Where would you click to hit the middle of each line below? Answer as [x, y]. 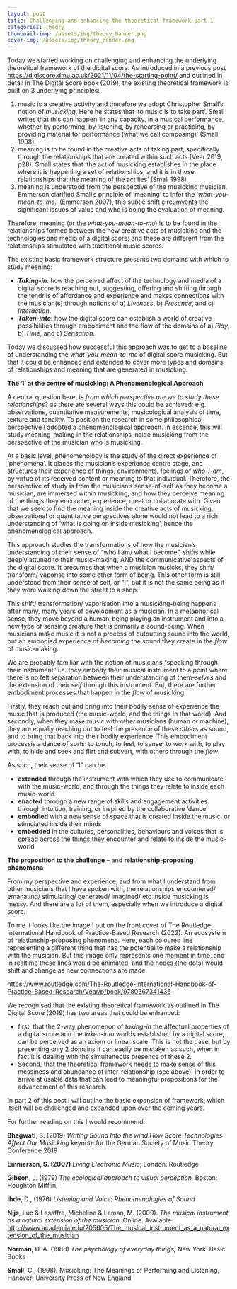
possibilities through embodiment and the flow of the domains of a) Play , [123, 326]
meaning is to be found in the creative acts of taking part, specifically [118, 149]
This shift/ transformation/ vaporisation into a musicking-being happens [112, 604]
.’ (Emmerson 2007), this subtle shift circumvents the [132, 202]
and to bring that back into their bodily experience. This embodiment [107, 736]
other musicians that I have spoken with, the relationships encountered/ [111, 889]
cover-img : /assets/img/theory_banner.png [71, 40]
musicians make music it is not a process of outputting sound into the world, [118, 634]
